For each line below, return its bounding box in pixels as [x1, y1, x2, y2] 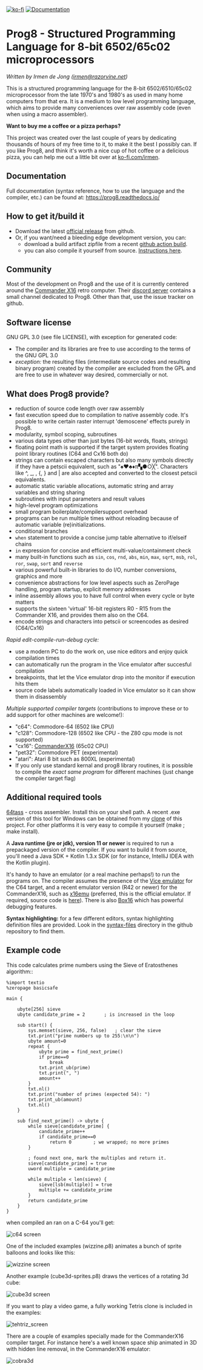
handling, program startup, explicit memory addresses [15, 586, 151, 592]
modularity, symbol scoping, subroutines [15, 431, 117, 437]
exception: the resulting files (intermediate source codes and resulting [15, 358, 191, 366]
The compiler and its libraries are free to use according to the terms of [15, 345, 191, 352]
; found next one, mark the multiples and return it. [28, 1155, 167, 1161]
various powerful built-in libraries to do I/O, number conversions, [15, 566, 177, 574]
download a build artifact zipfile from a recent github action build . [24, 240, 188, 247]
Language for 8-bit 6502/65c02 [6, 40, 171, 54]
